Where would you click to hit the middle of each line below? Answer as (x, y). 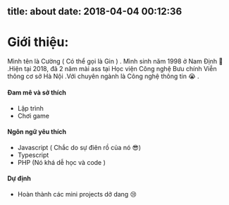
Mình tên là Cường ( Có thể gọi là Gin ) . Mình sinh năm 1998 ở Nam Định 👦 (115, 61)
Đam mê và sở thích (37, 92)
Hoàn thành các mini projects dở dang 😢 (77, 194)
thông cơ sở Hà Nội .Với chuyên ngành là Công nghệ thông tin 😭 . (103, 76)
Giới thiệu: (38, 42)
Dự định (19, 178)
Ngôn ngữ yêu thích (37, 132)
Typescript (33, 155)
